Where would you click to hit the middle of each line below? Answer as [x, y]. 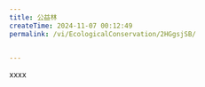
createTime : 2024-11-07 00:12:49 [71, 26]
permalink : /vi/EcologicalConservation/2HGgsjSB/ [103, 34]
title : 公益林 [33, 17]
